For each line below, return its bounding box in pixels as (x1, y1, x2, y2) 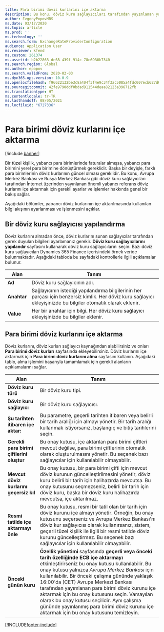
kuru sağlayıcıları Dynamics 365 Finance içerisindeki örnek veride (5, 248, 138, 255)
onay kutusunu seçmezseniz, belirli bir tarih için (40, 483, 149, 490)
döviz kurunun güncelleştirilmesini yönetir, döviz (40, 471, 151, 478)
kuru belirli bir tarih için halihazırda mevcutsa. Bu (40, 477, 151, 484)
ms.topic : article (5, 25, 42, 30)
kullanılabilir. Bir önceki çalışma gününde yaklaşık (40, 572, 153, 579)
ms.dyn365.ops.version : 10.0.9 (5, 75, 69, 80)
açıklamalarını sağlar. (5, 364, 47, 370)
